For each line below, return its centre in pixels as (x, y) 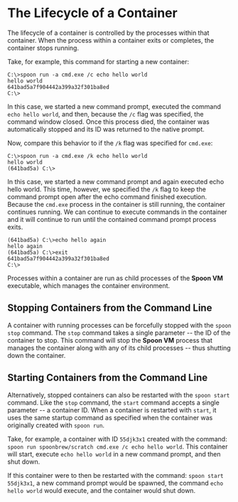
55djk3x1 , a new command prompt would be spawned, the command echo (115, 483)
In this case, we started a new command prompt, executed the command (114, 106)
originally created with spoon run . (56, 425)
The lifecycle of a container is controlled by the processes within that (108, 33)
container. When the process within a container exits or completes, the (111, 40)
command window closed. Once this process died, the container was (108, 122)
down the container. (37, 355)
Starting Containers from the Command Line (108, 378)
